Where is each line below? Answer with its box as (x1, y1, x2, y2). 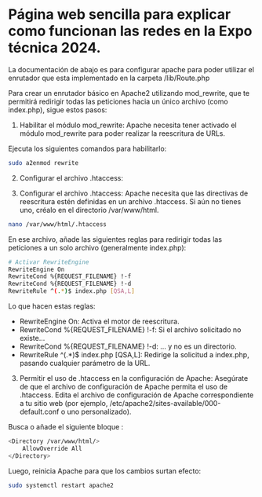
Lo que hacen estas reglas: (8, 301, 96, 311)
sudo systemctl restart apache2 (8, 481, 114, 489)
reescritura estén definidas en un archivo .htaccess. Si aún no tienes (19, 196, 242, 206)
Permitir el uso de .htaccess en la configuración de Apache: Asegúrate (19, 374, 249, 383)
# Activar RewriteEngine (8, 258, 89, 266)
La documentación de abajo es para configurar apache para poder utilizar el (8, 64, 255, 74)
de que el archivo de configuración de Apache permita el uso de (19, 382, 228, 392)
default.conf (19, 407, 60, 417)
